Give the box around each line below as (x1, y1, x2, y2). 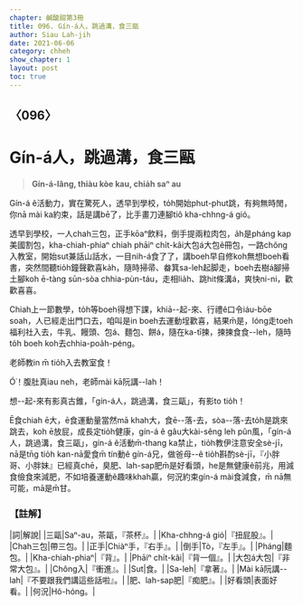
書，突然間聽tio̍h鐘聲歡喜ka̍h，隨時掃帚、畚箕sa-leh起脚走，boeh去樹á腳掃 (9, 262, 290, 273)
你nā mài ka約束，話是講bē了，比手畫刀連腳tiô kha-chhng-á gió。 (9, 209, 256, 220)
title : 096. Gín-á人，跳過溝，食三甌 (9, 22, 139, 31)
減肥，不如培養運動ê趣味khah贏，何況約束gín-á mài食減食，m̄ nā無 (40, 471, 292, 482)
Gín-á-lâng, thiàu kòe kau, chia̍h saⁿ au (31, 178, 182, 190)
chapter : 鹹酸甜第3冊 (9, 13, 84, 23)
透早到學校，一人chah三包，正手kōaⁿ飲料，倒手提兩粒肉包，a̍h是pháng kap (9, 228, 292, 240)
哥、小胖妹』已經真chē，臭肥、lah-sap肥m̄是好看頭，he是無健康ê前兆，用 (9, 460, 287, 471)
